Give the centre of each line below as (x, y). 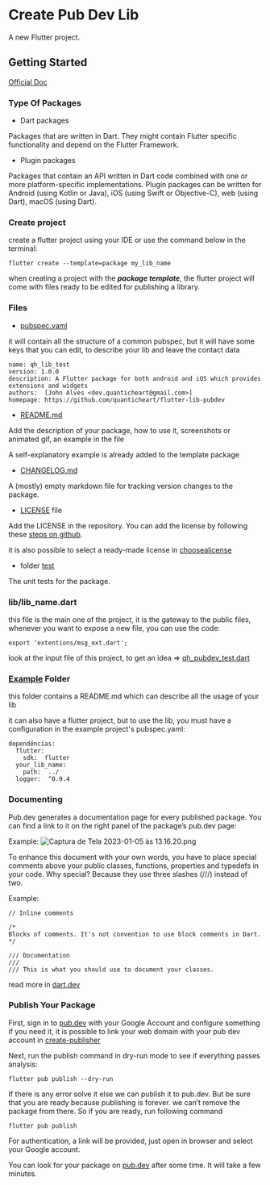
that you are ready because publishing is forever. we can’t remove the (124, 1102)
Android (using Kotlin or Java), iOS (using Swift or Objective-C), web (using (133, 193)
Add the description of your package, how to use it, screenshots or (120, 430)
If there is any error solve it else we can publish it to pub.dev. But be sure (130, 1094)
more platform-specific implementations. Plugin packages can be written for (135, 185)
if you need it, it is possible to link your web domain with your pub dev (124, 1031)
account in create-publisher (54, 1040)
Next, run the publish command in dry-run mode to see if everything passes (134, 1055)
